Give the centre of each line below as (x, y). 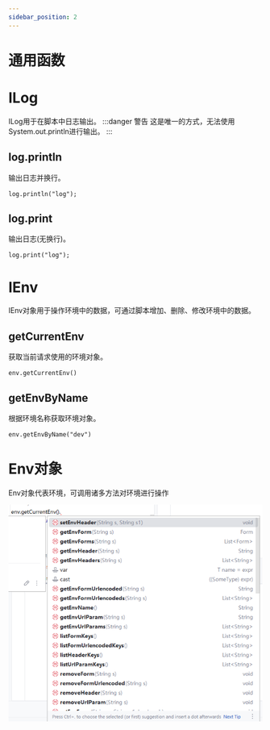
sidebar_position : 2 (43, 17)
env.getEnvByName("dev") (50, 434)
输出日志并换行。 (37, 177)
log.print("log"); (39, 255)
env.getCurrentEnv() (43, 373)
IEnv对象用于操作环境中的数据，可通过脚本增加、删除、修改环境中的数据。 (132, 311)
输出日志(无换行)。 (39, 239)
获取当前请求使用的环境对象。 (58, 357)
